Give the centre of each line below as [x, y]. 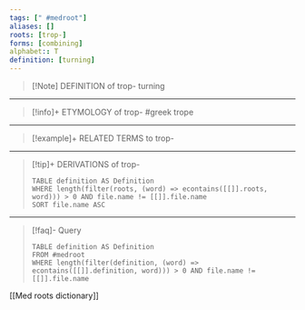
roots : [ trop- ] [38, 35]
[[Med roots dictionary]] [54, 295]
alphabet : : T [34, 52]
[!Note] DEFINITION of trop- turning [98, 86]
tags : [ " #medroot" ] [49, 18]
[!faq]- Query [56, 230]
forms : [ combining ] [46, 43]
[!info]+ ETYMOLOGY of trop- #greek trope [113, 112]
